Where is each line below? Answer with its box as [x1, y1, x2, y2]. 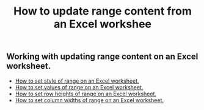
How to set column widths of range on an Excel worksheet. [15, 96, 164, 104]
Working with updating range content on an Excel [6, 52, 199, 62]
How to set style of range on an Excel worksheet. [15, 77, 139, 84]
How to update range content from [13, 4, 192, 18]
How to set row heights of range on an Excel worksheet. [15, 90, 157, 97]
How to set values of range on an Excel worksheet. [15, 83, 144, 91]
